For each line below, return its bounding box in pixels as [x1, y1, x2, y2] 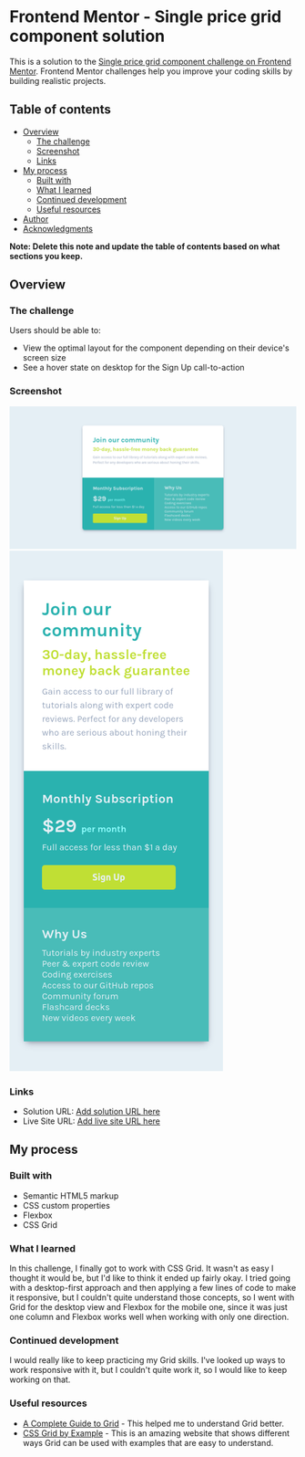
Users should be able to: [9, 325, 102, 336]
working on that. [9, 1374, 71, 1385]
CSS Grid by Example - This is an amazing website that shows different [22, 1427, 290, 1439]
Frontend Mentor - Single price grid [9, 6, 282, 27]
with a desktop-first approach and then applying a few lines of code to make [9, 1283, 297, 1294]
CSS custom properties [22, 1200, 111, 1211]
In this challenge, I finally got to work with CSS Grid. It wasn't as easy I [9, 1263, 274, 1274]
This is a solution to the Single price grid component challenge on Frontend [9, 56, 291, 67]
